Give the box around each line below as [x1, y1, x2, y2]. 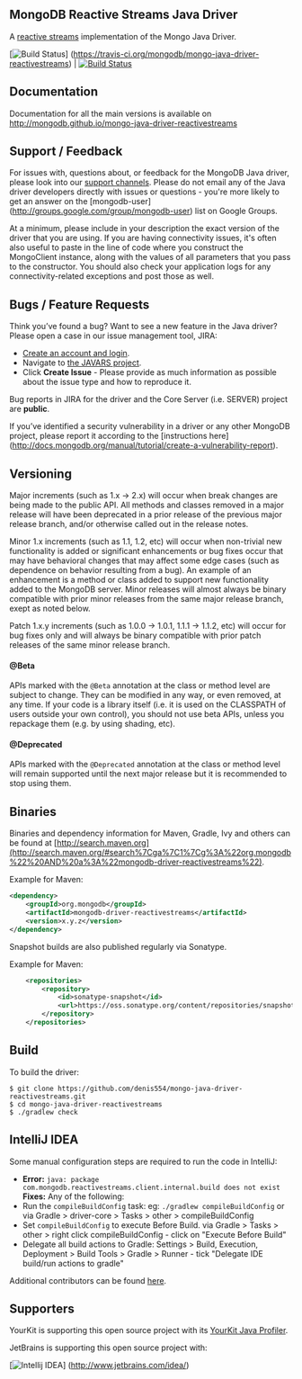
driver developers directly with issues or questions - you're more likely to [9, 186, 280, 197]
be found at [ [9, 837, 58, 848]
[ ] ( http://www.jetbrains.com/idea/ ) [9, 1360, 190, 1371]
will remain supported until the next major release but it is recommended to [9, 768, 288, 779]
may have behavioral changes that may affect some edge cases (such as [9, 555, 280, 566]
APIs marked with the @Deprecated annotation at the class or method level [9, 759, 281, 770]
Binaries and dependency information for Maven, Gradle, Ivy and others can [9, 828, 290, 839]
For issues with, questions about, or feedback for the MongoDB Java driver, [9, 167, 290, 178]
